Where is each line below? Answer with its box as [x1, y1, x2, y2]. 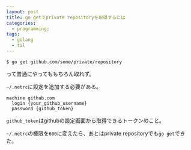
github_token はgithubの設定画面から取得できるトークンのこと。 [6, 117, 165, 124]
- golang [11, 37, 34, 43]
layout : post [6, 8, 39, 15]
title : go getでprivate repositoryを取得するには [6, 14, 126, 20]
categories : [6, 20, 36, 26]
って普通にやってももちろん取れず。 [6, 70, 95, 77]
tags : [6, 31, 20, 37]
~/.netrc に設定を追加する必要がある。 [6, 83, 102, 90]
